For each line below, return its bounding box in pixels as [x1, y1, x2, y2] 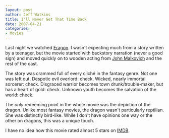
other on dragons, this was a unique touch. [5, 118, 94, 123]
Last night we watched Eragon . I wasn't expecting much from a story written [5, 45, 164, 50]
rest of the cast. [5, 61, 38, 66]
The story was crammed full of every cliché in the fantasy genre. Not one [5, 71, 157, 76]
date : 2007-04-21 [5, 21, 42, 27]
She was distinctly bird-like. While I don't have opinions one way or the [5, 112, 153, 118]
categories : [5, 26, 30, 31]
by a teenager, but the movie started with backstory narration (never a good [5, 50, 163, 56]
